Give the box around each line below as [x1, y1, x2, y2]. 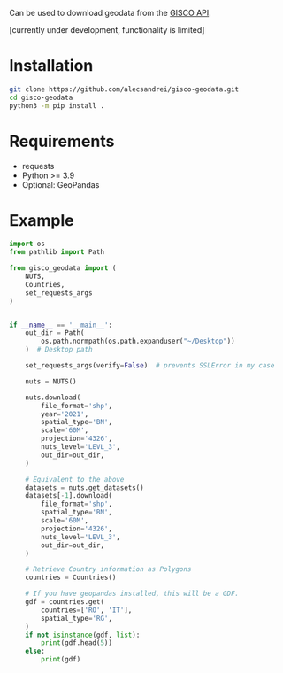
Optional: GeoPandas [21, 179, 100, 190]
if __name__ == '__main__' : [9, 321, 113, 329]
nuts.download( [25, 393, 81, 402]
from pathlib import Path [9, 248, 104, 257]
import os [9, 239, 46, 249]
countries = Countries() [25, 573, 117, 583]
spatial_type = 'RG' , [41, 614, 113, 623]
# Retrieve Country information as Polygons [25, 565, 192, 574]
